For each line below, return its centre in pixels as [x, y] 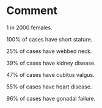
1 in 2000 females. [30, 27]
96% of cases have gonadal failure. [51, 98]
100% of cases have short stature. [49, 39]
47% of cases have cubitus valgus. [50, 74]
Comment [32, 11]
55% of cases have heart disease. [49, 87]
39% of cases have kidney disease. [51, 63]
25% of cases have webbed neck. [49, 51]
